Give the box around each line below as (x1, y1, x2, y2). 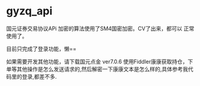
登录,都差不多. (22, 73, 57, 80)
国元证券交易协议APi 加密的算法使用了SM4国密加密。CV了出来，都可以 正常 (6, 25, 195, 32)
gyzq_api (6, 4, 53, 18)
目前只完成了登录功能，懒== (6, 45, 77, 52)
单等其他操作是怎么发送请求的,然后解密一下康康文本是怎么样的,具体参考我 (6, 65, 189, 73)
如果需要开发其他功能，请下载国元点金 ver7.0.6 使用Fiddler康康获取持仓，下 (6, 58, 193, 65)
